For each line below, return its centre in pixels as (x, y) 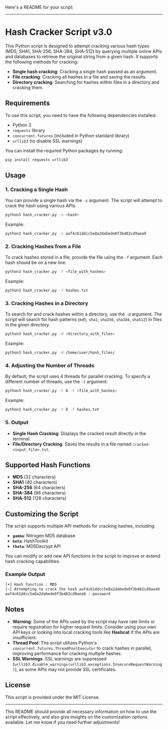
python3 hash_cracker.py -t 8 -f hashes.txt (52, 409)
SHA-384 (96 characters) (39, 493)
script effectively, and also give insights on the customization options (76, 716)
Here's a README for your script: (39, 7)
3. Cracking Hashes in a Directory (47, 303)
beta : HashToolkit (30, 541)
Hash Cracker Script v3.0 (59, 32)
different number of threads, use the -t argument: (56, 381)
